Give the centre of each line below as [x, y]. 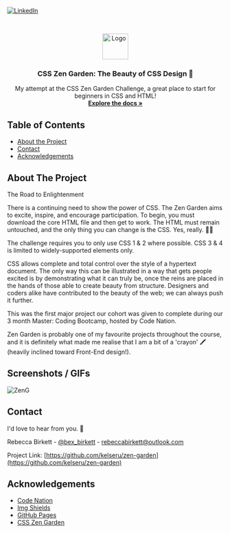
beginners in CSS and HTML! [115, 96]
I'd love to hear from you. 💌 [46, 428]
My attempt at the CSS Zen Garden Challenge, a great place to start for [115, 89]
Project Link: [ [27, 455]
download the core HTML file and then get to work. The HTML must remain [113, 222]
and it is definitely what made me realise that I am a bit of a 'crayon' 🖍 [107, 342]
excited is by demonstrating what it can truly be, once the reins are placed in [115, 278]
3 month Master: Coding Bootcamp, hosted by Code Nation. [92, 321]
